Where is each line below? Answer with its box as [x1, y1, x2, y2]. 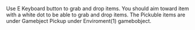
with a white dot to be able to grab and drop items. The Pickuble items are [6, 11, 186, 18]
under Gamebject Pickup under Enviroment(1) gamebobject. [6, 18, 152, 24]
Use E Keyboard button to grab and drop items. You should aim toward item [6, 5, 190, 12]
